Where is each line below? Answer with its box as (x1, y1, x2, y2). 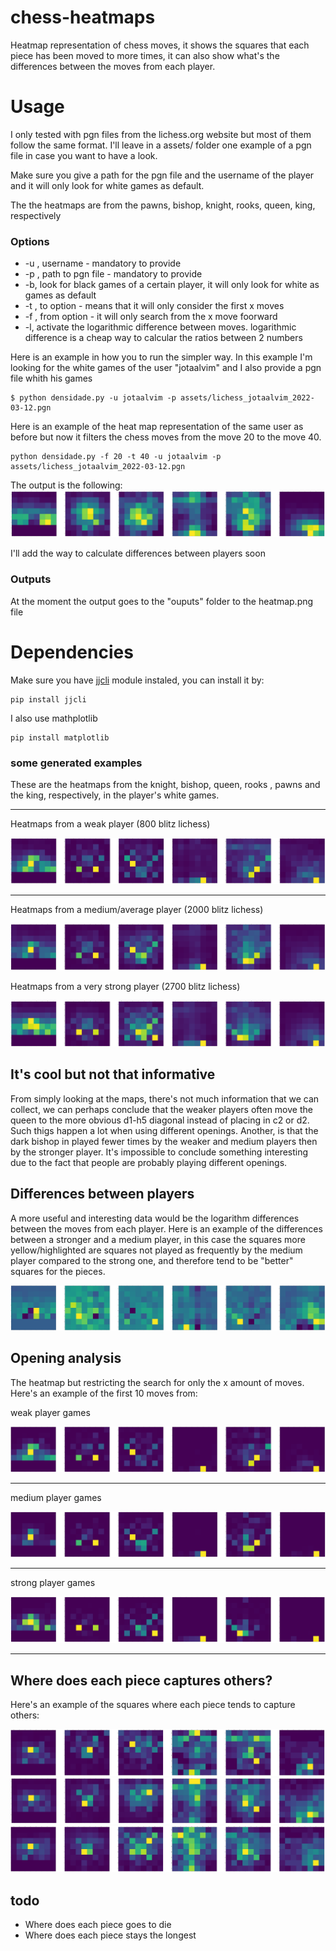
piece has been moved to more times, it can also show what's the (10, 49, 280, 61)
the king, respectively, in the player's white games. (10, 789, 220, 801)
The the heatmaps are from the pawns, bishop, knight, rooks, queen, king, (10, 199, 316, 211)
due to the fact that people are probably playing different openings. (10, 1156, 288, 1168)
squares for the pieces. (10, 1265, 106, 1277)
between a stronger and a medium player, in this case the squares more (10, 1233, 306, 1245)
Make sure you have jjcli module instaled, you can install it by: (10, 674, 265, 686)
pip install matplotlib (10, 732, 110, 743)
